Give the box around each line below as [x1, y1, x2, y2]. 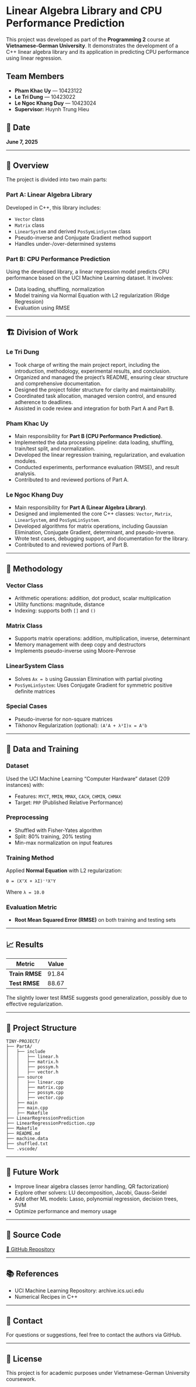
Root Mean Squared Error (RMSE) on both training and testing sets [14, 917, 176, 924]
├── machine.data [6, 1136, 48, 1142]
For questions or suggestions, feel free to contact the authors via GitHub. [6, 1331, 182, 1338]
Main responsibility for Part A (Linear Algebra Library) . [14, 504, 147, 511]
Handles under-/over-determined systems [14, 240, 116, 247]
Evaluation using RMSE [14, 304, 70, 311]
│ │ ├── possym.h [6, 1064, 59, 1070]
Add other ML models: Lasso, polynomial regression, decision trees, [14, 1195, 178, 1202]
